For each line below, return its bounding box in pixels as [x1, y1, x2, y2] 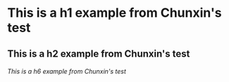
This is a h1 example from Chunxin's [7, 5, 222, 21]
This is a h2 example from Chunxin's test [7, 48, 190, 60]
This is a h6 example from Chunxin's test [7, 67, 127, 76]
